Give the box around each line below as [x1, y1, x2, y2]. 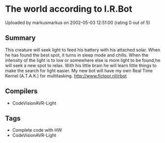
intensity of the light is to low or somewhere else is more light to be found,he [5, 57, 161, 63]
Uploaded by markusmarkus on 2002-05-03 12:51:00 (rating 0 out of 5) [5, 20, 150, 25]
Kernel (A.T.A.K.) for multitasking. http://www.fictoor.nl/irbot [5, 72, 127, 79]
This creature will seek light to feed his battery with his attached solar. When [5, 47, 161, 52]
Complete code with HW [12, 127, 63, 133]
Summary [5, 34, 36, 42]
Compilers [5, 87, 38, 95]
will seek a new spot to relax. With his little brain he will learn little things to [5, 62, 157, 68]
